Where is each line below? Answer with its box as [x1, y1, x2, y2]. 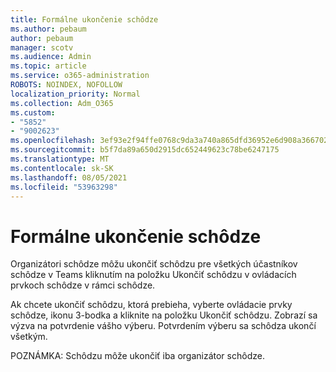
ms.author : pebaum [10, 24, 87, 34]
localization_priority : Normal [10, 89, 141, 99]
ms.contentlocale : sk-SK [10, 163, 114, 173]
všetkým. [10, 331, 48, 343]
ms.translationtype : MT [10, 154, 110, 164]
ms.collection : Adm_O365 [10, 98, 114, 108]
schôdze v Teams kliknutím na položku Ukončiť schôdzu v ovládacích [10, 269, 297, 281]
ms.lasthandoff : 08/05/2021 [10, 172, 128, 183]
